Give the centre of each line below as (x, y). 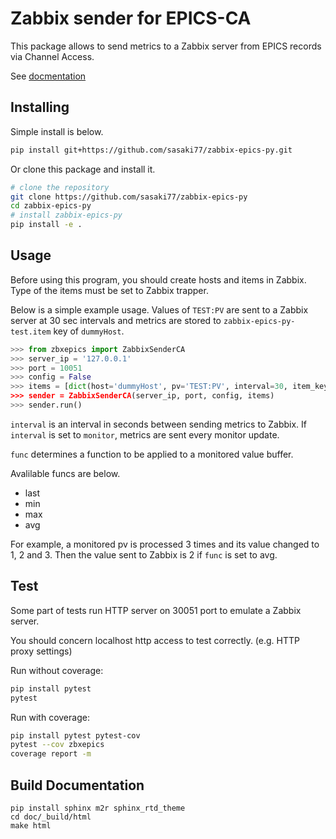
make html (31, 825)
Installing (40, 107)
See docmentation (48, 76)
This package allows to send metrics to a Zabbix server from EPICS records (166, 46)
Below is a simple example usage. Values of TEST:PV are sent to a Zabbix (159, 309)
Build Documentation (77, 785)
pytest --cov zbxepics (57, 745)
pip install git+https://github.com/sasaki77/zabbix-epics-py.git (151, 150)
